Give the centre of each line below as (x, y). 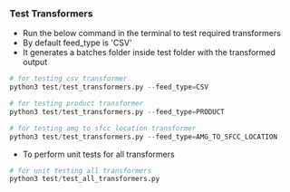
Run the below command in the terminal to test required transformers (151, 34)
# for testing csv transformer (68, 79)
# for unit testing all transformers (81, 170)
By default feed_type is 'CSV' (77, 43)
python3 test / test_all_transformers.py (85, 179)
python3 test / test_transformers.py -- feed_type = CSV (109, 87)
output (35, 62)
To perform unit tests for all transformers (98, 154)
